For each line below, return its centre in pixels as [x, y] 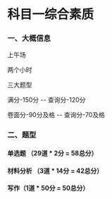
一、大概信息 [29, 38]
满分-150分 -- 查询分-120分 [46, 100]
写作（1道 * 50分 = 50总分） [48, 188]
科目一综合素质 [51, 14]
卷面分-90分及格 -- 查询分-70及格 [56, 115]
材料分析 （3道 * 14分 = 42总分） [55, 171]
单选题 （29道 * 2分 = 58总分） [52, 153]
